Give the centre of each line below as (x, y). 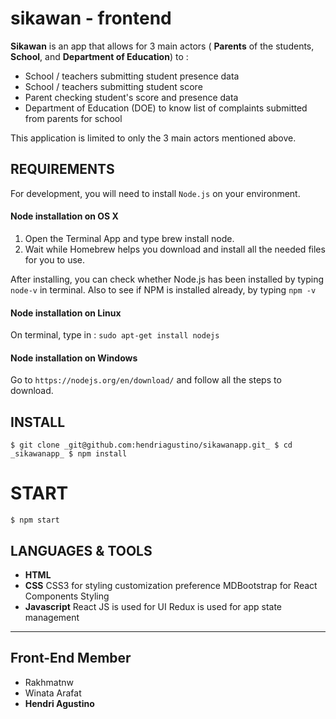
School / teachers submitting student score (113, 86)
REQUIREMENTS (62, 169)
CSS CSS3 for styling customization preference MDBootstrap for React (171, 585)
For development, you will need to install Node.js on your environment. (155, 193)
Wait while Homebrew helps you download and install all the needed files (175, 249)
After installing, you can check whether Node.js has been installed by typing (167, 279)
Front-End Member (71, 658)
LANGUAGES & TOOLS (81, 550)
